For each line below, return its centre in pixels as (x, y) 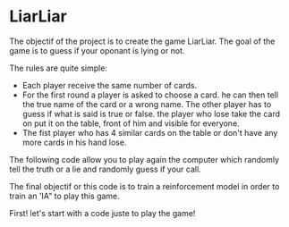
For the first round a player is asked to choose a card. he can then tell (150, 95)
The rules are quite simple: (58, 68)
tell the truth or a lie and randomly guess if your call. (105, 169)
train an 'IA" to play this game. (65, 196)
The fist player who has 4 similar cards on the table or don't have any (150, 132)
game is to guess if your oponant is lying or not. (97, 50)
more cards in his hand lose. (74, 142)
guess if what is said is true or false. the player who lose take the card (151, 113)
